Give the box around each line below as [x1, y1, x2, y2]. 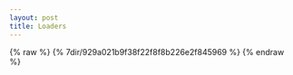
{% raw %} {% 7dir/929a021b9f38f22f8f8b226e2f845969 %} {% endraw [9, 46, 285, 57]
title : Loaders [9, 22, 67, 31]
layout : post [9, 13, 59, 23]
